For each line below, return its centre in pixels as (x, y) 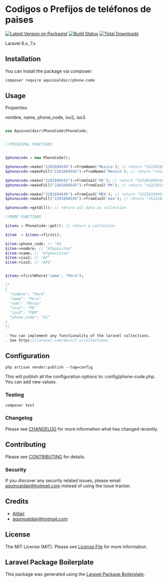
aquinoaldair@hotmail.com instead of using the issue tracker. (68, 486)
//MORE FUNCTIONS (23, 217)
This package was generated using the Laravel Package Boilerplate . (75, 574)
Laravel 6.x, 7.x (20, 43)
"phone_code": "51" (30, 317)
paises (19, 20)
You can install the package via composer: (49, 71)
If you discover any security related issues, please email (63, 480)
